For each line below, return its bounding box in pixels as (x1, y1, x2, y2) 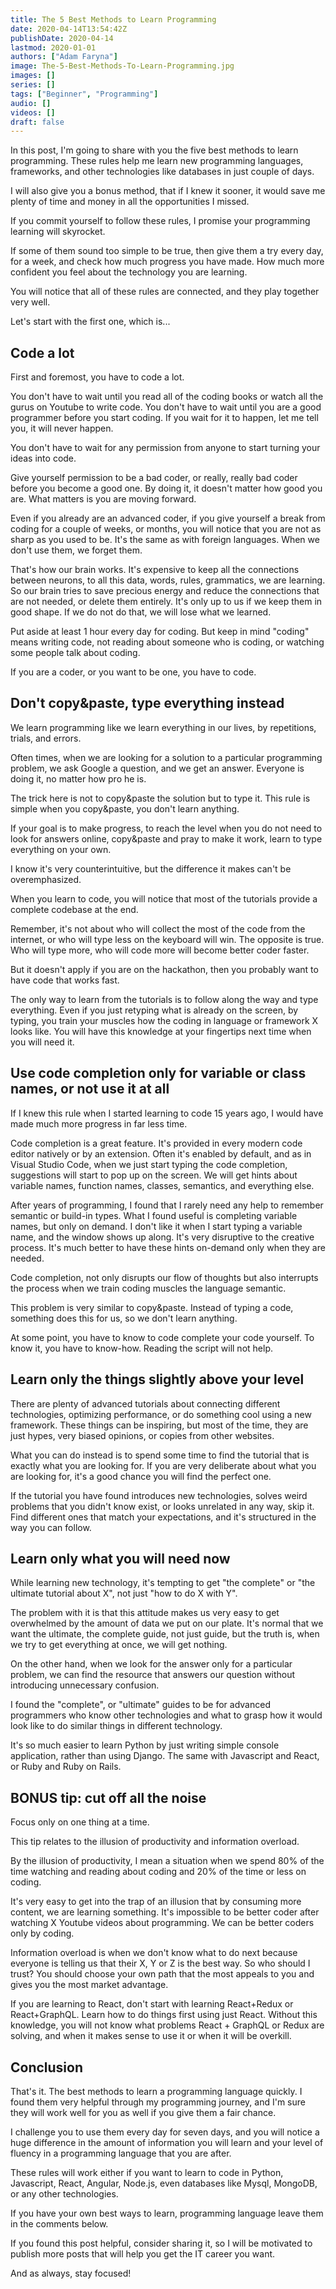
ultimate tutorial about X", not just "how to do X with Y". (10, 1587, 238, 1600)
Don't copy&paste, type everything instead (10, 695, 285, 712)
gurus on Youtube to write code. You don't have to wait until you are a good (10, 401, 322, 413)
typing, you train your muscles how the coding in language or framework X (10, 1014, 319, 1026)
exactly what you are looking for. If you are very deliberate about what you (10, 1459, 317, 1471)
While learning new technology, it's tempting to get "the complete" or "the (10, 1577, 316, 1589)
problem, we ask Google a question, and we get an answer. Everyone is (10, 762, 305, 774)
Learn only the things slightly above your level (10, 1371, 305, 1388)
